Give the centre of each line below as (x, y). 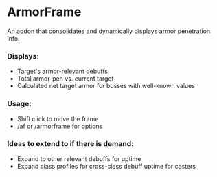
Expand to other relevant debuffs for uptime (79, 158)
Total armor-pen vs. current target (65, 79)
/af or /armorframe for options (60, 126)
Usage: (20, 104)
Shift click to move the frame (58, 118)
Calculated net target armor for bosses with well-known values (106, 86)
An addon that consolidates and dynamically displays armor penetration (109, 31)
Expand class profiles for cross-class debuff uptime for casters (106, 166)
